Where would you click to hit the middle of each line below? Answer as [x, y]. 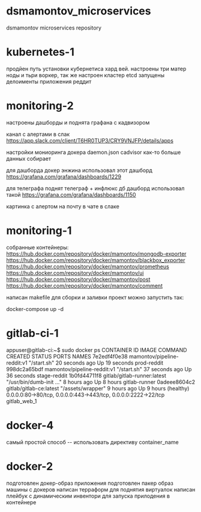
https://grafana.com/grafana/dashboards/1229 [64, 176]
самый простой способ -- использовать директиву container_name [92, 442]
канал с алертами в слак [38, 134]
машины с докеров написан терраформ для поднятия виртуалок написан [101, 489]
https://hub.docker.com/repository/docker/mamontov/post [78, 279]
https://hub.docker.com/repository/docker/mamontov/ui [75, 273]
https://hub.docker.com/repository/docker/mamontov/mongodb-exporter [97, 253]
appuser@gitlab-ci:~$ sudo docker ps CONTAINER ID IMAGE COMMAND [97, 350]
